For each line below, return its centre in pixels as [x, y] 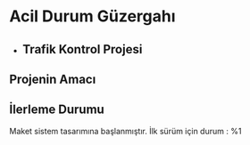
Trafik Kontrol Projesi [82, 49]
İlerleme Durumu [57, 110]
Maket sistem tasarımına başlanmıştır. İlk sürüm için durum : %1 [125, 131]
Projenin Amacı [53, 79]
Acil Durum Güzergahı [92, 16]
